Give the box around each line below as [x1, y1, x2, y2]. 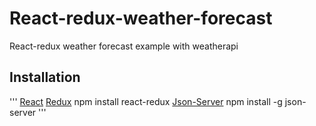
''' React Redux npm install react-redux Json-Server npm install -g [9, 95, 283, 107]
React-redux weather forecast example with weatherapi [9, 40, 239, 52]
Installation [9, 69, 81, 86]
